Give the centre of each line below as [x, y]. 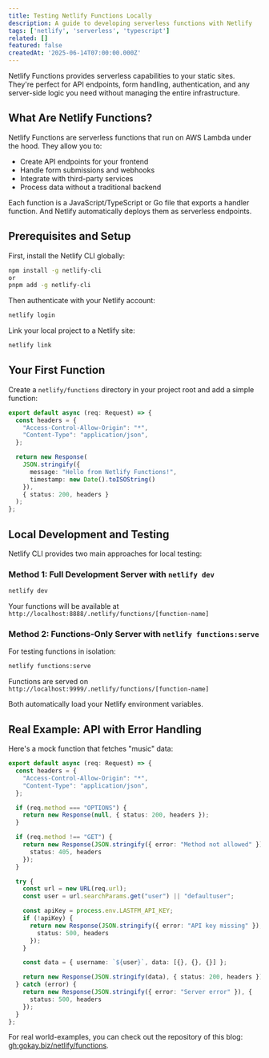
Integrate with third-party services [76, 178]
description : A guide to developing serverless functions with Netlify [130, 23]
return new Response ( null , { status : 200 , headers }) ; [116, 815]
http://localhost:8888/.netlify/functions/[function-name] [109, 614]
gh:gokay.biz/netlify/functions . [59, 1046]
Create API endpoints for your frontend [84, 161]
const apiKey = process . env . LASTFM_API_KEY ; [98, 911]
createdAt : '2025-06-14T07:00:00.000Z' [75, 53]
